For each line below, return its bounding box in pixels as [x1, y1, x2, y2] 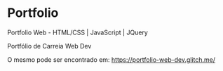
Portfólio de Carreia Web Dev [7, 41, 92, 50]
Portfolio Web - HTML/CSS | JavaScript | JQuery [7, 28, 149, 37]
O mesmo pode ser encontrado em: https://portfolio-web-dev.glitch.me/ [7, 55, 216, 64]
